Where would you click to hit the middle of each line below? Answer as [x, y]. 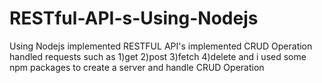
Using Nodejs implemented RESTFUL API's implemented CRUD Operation [161, 46]
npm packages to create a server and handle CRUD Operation [137, 67]
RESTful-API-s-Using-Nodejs [134, 18]
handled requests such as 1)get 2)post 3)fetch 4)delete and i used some [158, 56]
